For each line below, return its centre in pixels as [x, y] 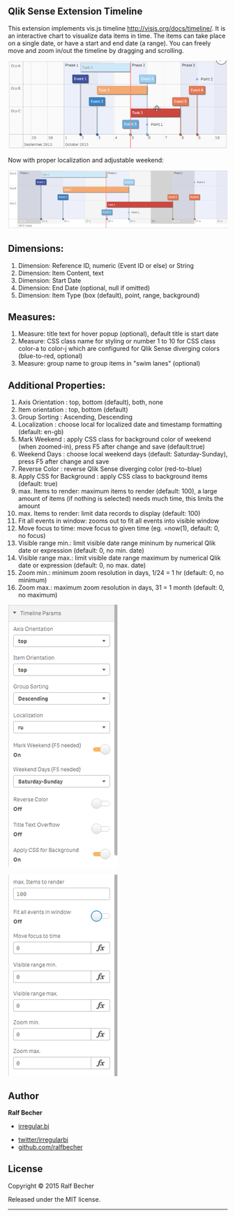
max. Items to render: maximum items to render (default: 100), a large [117, 491]
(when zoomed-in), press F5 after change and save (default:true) [111, 447]
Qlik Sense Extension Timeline [75, 12]
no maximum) [38, 595]
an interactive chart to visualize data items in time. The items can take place [117, 36]
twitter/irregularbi [43, 1140]
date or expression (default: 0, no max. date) [82, 565]
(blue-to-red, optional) [50, 356]
